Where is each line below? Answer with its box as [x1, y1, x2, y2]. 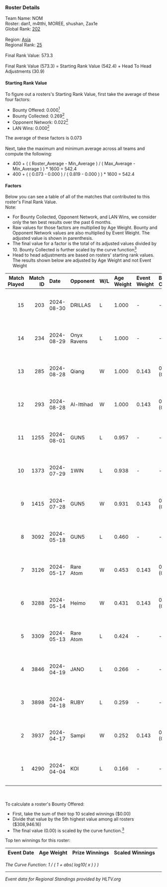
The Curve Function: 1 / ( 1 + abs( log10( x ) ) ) [5, 862, 99, 868]
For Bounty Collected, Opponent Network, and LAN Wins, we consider [12, 214, 157, 220]
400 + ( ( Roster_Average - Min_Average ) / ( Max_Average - [12, 160, 136, 166]
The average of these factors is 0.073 [5, 135, 82, 141]
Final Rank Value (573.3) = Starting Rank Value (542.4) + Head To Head [5, 63, 152, 69]
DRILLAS [70, 301, 91, 308]
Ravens [70, 338, 88, 345]
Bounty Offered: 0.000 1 [12, 106, 60, 113]
